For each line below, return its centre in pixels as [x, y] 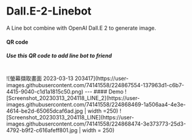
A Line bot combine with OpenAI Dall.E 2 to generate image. [81, 28]
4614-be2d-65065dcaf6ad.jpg [45, 111]
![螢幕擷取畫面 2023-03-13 [40, 78]
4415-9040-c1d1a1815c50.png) [45, 92]
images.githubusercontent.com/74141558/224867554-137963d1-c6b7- [95, 85]
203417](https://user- [102, 78]
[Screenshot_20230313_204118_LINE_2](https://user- [73, 98]
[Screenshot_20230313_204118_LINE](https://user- [70, 117]
